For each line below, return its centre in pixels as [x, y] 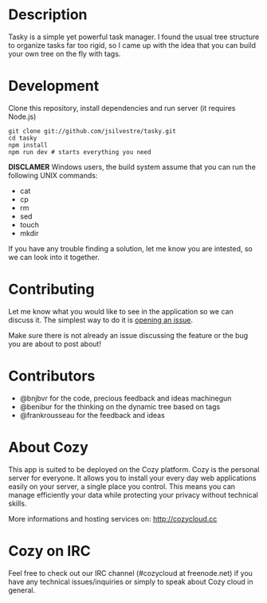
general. [22, 590]
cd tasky [23, 138]
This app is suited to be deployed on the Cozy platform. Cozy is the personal [134, 469]
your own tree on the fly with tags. [65, 53]
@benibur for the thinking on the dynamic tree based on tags [120, 406]
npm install [28, 145]
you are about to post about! [55, 344]
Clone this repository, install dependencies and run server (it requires [122, 108]
